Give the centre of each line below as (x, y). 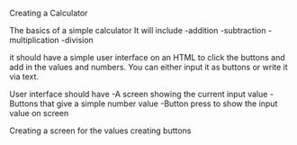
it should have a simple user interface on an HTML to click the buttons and (147, 57)
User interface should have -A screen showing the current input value (139, 94)
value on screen (39, 113)
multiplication (35, 40)
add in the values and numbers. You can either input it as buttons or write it (148, 67)
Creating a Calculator (49, 13)
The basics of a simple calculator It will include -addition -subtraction (138, 30)
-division (78, 40)
